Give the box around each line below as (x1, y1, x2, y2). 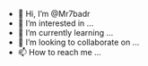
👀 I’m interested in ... (17, 18, 94, 29)
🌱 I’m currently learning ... (17, 28, 114, 37)
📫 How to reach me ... (17, 47, 101, 57)
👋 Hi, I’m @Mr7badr (17, 9, 91, 19)
